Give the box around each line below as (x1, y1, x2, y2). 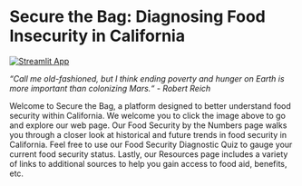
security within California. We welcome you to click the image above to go (9, 110, 286, 121)
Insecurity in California (9, 25, 186, 46)
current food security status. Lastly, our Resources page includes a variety (9, 148, 288, 160)
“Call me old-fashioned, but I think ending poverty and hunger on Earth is (9, 73, 285, 83)
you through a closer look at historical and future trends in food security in (9, 129, 287, 140)
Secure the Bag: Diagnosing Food (9, 6, 266, 27)
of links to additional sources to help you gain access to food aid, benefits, (9, 158, 287, 169)
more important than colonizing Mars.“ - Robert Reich (9, 83, 211, 93)
